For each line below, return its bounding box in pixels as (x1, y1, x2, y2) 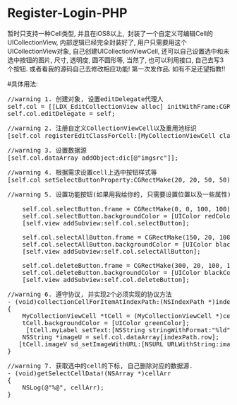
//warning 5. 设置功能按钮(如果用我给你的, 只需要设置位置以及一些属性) (7, 190, 231, 199)
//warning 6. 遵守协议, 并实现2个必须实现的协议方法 (7, 290, 172, 298)
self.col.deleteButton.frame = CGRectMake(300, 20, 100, (22, 262, 224, 269)
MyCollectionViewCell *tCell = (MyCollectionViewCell (22, 312, 212, 319)
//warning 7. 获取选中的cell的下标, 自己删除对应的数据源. (7, 362, 193, 370)
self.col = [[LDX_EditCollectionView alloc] (7, 102, 164, 110)
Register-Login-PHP (7, 5, 128, 21)
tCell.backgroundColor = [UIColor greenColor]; (22, 319, 190, 327)
